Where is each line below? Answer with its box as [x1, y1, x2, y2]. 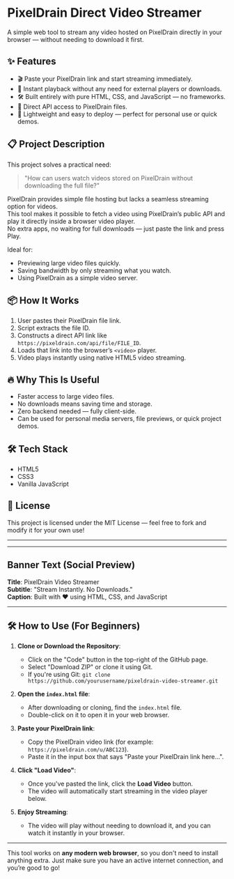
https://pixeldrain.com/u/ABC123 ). [27, 745, 129, 754]
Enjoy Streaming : [17, 808, 68, 816]
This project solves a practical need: [7, 160, 111, 169]
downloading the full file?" [24, 181, 100, 190]
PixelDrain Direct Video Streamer [7, 5, 202, 21]
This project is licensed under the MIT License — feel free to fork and [7, 518, 207, 527]
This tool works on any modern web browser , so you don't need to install [7, 849, 219, 857]
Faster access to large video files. [17, 392, 115, 401]
